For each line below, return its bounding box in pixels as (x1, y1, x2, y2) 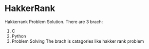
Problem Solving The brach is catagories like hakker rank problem (11, 38, 144, 44)
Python (11, 33, 26, 39)
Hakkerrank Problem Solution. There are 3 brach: (4, 19, 103, 24)
